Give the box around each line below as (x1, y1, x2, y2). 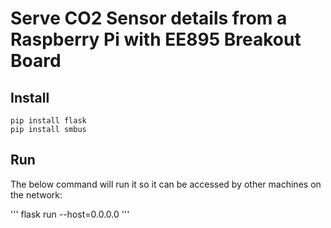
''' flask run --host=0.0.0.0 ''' (10, 208, 130, 220)
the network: (10, 188, 63, 201)
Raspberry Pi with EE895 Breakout (10, 28, 302, 51)
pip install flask (10, 116, 87, 126)
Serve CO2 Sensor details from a (10, 7, 288, 30)
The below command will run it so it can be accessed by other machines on (10, 178, 322, 190)
